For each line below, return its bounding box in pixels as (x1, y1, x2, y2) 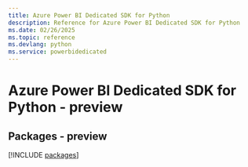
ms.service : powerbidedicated (8, 48, 108, 56)
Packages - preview (8, 129, 108, 143)
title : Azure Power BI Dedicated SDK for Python (8, 11, 170, 20)
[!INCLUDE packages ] (8, 151, 79, 159)
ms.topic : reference (8, 33, 76, 42)
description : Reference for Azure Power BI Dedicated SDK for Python (8, 19, 241, 27)
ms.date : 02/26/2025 (8, 26, 76, 34)
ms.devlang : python (8, 41, 72, 49)
